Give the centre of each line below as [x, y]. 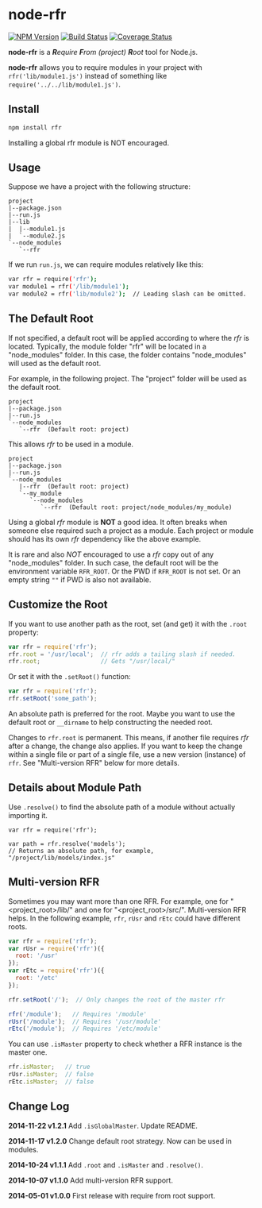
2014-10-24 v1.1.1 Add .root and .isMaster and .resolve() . [106, 1164]
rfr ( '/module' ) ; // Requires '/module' [78, 1014]
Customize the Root [58, 605]
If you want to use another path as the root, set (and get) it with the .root [128, 623]
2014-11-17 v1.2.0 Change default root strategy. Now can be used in [120, 1140]
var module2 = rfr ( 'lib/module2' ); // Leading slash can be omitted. [127, 294]
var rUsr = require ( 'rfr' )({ [56, 948]
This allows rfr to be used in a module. [71, 444]
